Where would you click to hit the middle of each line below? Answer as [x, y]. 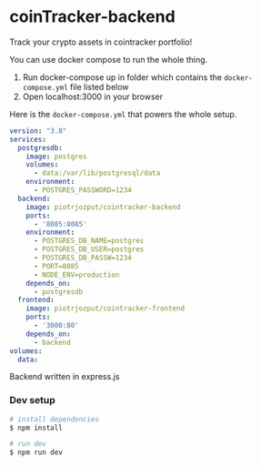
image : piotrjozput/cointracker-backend [103, 207]
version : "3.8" [38, 131]
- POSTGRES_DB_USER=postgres [89, 249]
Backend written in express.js [65, 377]
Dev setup [33, 400]
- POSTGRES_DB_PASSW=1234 [82, 258]
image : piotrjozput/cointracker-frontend [105, 309]
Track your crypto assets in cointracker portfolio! [101, 42]
